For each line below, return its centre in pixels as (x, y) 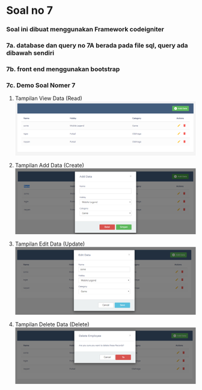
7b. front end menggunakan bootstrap (63, 69)
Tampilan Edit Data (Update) (50, 244)
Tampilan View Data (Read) (48, 98)
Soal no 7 (29, 11)
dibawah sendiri (30, 53)
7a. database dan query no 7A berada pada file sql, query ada (97, 46)
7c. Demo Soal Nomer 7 (41, 85)
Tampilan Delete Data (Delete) (52, 324)
